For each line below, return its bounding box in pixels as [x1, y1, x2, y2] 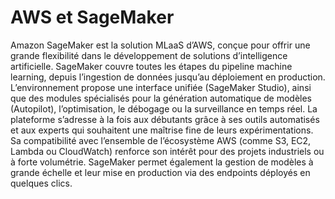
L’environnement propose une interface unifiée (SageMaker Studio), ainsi [10, 81, 312, 93]
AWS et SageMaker [10, 6, 175, 29]
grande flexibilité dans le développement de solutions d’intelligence [10, 49, 288, 61]
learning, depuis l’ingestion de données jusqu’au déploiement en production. [10, 71, 326, 83]
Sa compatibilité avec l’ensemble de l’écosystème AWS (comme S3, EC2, [10, 134, 312, 146]
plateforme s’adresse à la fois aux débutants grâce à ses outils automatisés [10, 113, 320, 125]
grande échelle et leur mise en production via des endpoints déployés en [10, 166, 311, 178]
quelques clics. [10, 177, 73, 189]
